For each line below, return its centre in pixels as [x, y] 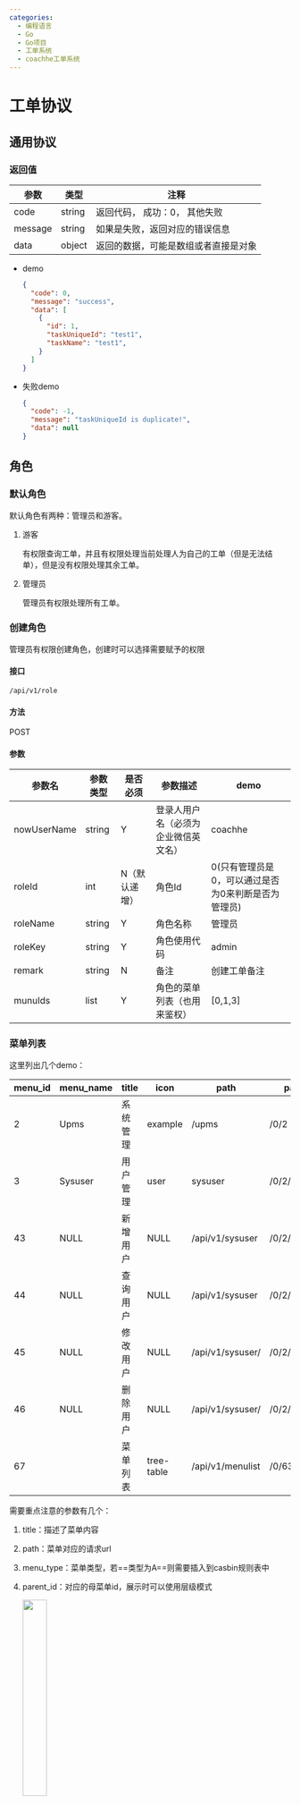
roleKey [30, 947]
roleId [26, 886]
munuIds [32, 1001]
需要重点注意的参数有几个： [60, 1510]
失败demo [41, 386]
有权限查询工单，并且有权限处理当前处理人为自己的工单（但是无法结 [147, 553]
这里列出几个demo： [47, 1064]
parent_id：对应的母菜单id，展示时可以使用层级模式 [117, 1586]
